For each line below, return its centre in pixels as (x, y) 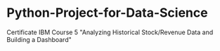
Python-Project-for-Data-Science (107, 13)
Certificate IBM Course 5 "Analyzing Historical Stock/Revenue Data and (110, 32)
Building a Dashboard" (39, 39)
